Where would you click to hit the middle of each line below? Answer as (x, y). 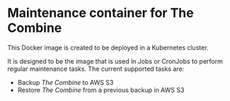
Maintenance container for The (100, 13)
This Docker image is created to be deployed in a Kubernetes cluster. (108, 47)
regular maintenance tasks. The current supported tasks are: (96, 69)
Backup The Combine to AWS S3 (65, 82)
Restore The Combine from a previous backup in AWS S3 (101, 90)
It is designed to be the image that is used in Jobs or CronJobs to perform (115, 61)
